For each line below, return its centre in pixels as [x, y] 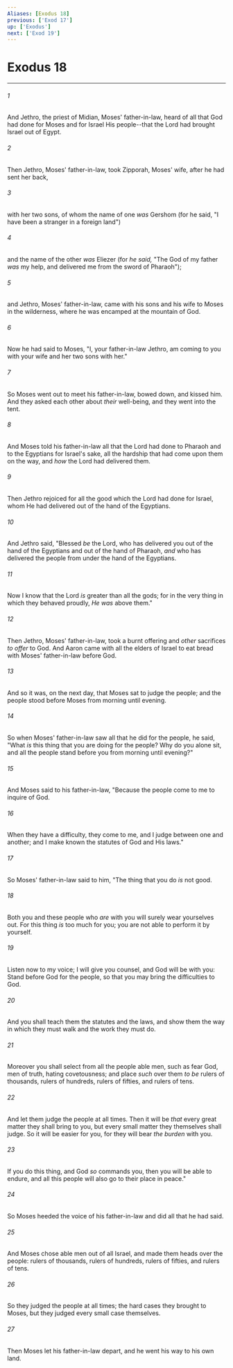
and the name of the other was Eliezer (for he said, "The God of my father [113, 259]
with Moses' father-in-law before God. [62, 655]
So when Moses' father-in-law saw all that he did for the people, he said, [111, 738]
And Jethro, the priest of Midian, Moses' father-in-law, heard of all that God [115, 117]
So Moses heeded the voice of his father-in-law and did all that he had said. [115, 1216]
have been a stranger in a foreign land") [64, 222]
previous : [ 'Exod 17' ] [40, 20]
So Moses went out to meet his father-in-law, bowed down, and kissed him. [115, 394]
